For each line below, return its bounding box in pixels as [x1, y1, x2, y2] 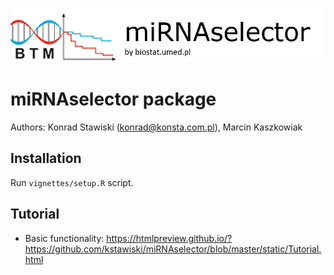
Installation [10, 150, 82, 167]
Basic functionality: [24, 232, 105, 244]
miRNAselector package [10, 88, 217, 111]
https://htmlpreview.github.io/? [106, 232, 233, 244]
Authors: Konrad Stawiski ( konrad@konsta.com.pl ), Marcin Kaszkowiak [10, 121, 303, 133]
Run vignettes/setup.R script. [10, 176, 134, 188]
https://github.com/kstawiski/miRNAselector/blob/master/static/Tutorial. [24, 243, 322, 255]
